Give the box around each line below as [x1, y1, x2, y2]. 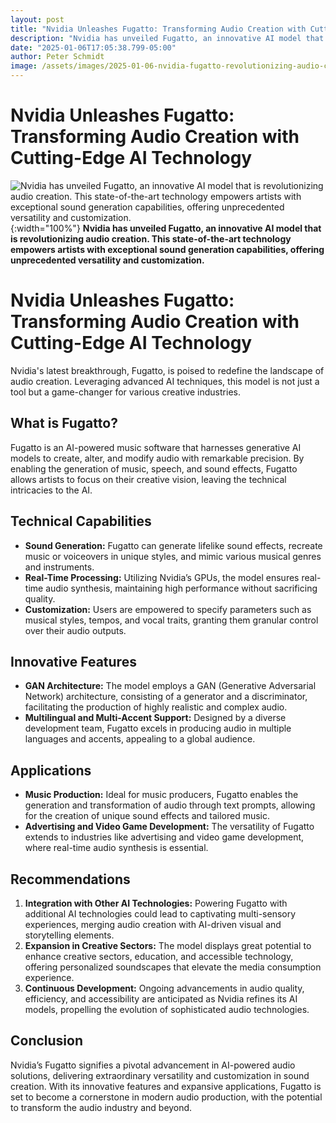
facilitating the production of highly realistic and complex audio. [24, 701, 288, 713]
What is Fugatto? [10, 415, 118, 432]
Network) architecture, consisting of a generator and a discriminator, [24, 691, 308, 703]
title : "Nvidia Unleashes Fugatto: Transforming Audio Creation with [10, 24, 307, 34]
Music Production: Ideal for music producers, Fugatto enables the [24, 789, 299, 801]
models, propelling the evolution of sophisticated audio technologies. [24, 1003, 310, 1015]
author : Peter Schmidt [10, 52, 105, 62]
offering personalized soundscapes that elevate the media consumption [24, 961, 322, 973]
